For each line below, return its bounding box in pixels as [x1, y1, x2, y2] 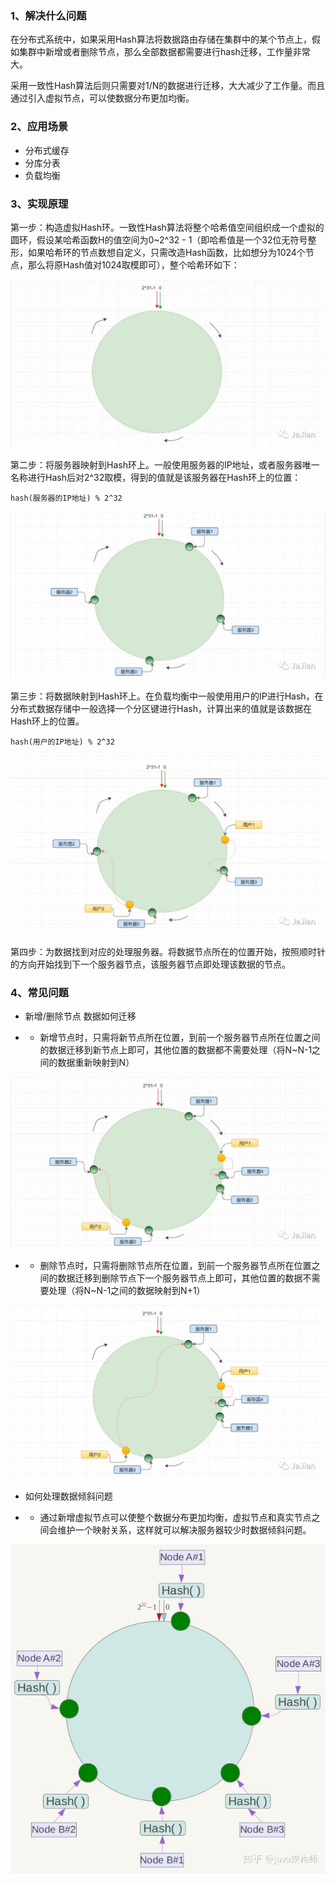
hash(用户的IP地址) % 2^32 [10, 737, 115, 747]
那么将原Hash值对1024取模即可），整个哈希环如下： [27, 258, 240, 271]
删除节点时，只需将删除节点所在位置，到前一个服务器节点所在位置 [39, 1259, 312, 1271]
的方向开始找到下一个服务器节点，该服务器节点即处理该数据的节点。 [10, 958, 291, 970]
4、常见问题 [10, 985, 69, 999]
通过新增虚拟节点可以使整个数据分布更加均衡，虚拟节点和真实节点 [39, 1511, 312, 1523]
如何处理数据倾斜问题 [24, 1490, 113, 1502]
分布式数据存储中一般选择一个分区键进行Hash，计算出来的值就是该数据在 [10, 702, 312, 714]
